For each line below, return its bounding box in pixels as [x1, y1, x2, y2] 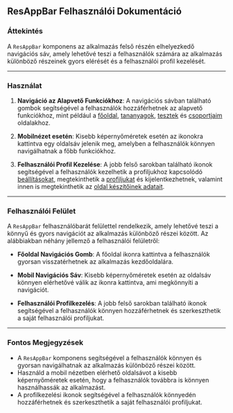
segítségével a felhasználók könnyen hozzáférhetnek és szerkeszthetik [17, 307, 221, 315]
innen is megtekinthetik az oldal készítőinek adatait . [17, 182, 165, 190]
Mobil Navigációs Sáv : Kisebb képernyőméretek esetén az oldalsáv [17, 271, 212, 280]
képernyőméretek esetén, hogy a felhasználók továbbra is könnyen [17, 376, 209, 384]
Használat [7, 81, 42, 90]
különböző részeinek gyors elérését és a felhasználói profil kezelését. [7, 57, 206, 65]
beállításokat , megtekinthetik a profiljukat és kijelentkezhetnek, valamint [17, 175, 223, 183]
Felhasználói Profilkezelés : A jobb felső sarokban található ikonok [17, 299, 207, 307]
